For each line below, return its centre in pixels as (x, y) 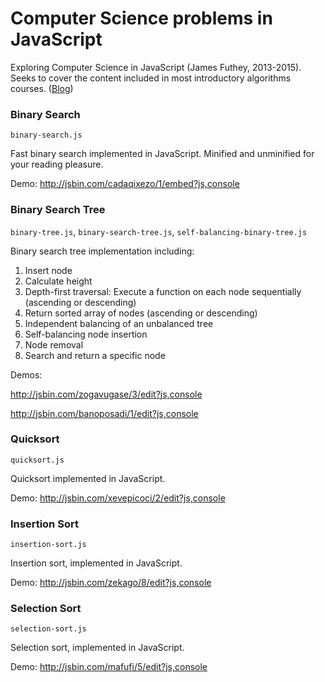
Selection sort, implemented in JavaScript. (97, 648)
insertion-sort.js (48, 545)
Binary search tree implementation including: (102, 251)
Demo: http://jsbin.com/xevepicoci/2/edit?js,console (118, 498)
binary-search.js (46, 135)
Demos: (26, 374)
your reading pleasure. (57, 164)
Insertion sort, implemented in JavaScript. (96, 563)
